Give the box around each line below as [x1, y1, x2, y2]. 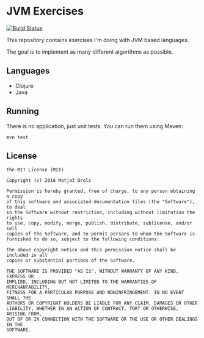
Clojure [15, 82, 34, 89]
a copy [6, 193, 23, 200]
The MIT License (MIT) [6, 167, 64, 173]
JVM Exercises [6, 4, 84, 18]
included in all [6, 252, 48, 259]
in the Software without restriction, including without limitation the [6, 209, 195, 216]
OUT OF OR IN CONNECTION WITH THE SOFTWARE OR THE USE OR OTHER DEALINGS [6, 316, 199, 323]
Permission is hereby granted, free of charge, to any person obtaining [6, 188, 195, 195]
